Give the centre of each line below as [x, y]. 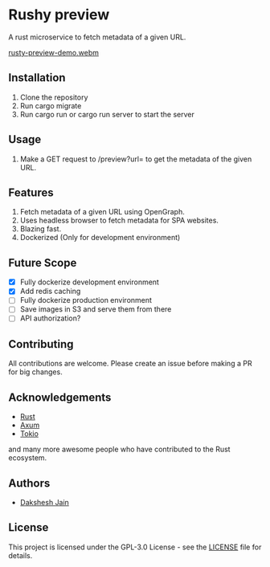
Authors [29, 483]
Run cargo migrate [51, 105]
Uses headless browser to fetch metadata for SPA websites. [119, 220]
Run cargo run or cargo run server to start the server [107, 114]
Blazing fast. [41, 229]
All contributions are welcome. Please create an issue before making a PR [130, 364]
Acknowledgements [60, 397]
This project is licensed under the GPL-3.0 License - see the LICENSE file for [135, 547]
